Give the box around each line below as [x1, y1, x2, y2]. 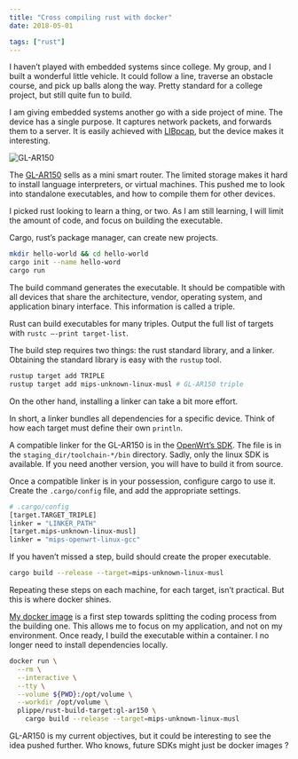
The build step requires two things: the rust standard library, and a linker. [9, 345, 275, 355]
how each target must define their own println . [9, 423, 184, 433]
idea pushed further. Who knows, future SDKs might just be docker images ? [9, 740, 289, 750]
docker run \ [9, 657, 58, 666]
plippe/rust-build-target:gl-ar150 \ [17, 707, 157, 716]
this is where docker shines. [9, 594, 112, 605]
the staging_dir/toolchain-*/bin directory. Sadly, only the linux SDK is [9, 449, 270, 460]
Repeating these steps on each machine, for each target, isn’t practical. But [9, 585, 285, 595]
